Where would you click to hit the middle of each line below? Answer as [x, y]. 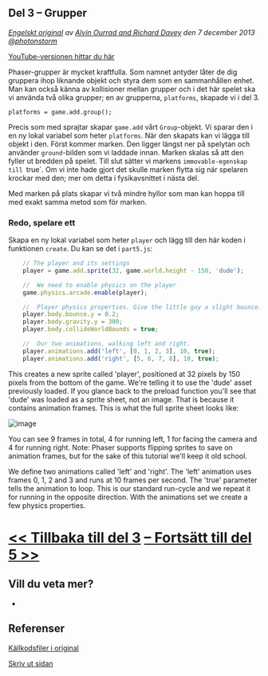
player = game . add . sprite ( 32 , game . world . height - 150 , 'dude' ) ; [134, 270]
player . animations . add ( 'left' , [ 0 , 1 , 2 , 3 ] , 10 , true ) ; [119, 351]
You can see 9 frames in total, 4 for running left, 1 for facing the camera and [133, 438]
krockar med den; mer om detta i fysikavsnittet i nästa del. [104, 178]
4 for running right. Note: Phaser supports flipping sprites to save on [120, 447]
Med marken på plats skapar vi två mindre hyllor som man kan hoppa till [126, 193]
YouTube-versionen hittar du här [61, 56]
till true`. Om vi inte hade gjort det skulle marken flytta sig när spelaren [128, 169]
